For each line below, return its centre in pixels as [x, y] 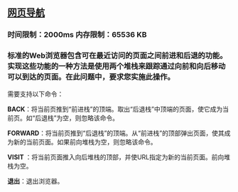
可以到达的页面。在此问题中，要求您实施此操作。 [91, 77]
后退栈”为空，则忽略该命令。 [77, 118]
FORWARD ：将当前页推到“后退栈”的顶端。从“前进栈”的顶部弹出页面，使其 [116, 133]
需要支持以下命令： [36, 94]
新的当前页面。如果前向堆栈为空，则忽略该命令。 [85, 142]
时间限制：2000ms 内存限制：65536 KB [77, 35]
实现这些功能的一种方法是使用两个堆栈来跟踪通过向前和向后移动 [117, 66]
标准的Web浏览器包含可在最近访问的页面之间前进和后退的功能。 [117, 55]
